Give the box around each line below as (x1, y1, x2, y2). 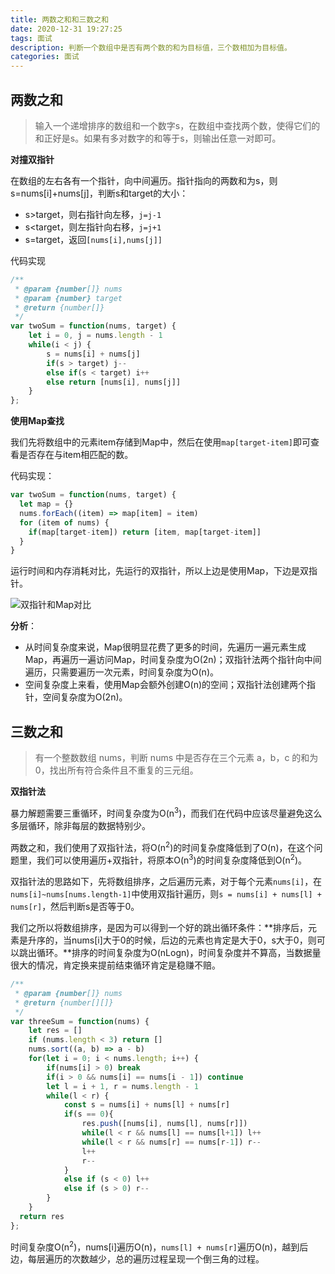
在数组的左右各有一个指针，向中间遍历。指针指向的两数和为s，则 (10, 174, 278, 186)
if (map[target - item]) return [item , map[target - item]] (28, 527, 262, 537)
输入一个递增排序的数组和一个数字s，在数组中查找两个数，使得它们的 (34, 119, 321, 131)
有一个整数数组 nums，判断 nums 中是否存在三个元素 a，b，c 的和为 (34, 752, 319, 764)
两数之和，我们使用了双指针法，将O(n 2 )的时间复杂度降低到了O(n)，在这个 (10, 839, 315, 853)
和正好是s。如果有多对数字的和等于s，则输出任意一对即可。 (34, 132, 282, 144)
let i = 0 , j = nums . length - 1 (28, 331, 163, 341)
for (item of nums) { (19, 517, 110, 528)
